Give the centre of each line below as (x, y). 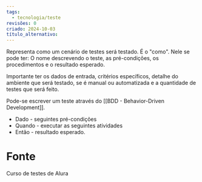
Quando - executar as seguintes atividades (69, 126)
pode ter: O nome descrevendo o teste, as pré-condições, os (82, 58)
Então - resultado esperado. (50, 132)
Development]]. (26, 107)
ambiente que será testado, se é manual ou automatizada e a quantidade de (101, 83)
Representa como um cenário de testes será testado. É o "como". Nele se (98, 52)
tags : (13, 12)
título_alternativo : (32, 35)
